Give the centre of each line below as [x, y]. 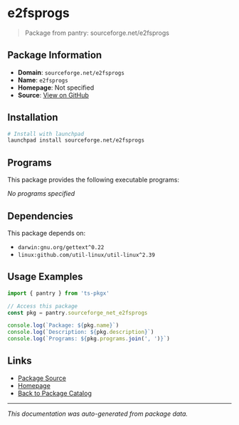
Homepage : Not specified [56, 88]
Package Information [55, 55]
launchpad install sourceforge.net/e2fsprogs [76, 140]
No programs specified [41, 194]
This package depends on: [47, 233]
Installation [33, 118]
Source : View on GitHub [53, 95]
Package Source [42, 378]
